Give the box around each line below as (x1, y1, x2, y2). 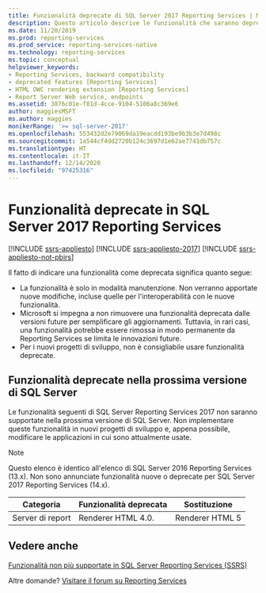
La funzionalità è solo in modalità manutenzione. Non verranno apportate (19, 283, 258, 292)
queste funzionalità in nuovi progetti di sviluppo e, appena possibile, (8, 424, 231, 433)
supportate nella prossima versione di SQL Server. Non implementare (8, 415, 234, 425)
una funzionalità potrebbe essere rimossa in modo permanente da (19, 325, 236, 334)
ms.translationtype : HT (8, 144, 87, 152)
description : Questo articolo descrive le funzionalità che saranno (8, 19, 239, 27)
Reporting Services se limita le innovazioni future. (19, 333, 182, 343)
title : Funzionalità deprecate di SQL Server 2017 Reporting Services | (8, 11, 253, 20)
